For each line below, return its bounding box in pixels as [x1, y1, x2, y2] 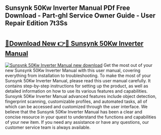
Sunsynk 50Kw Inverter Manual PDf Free [5, 4, 130, 12]
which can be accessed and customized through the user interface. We [5, 104, 148, 109]
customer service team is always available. [5, 124, 91, 130]
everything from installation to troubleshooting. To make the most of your [5, 73, 151, 78]
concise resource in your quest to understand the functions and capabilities [5, 114, 157, 120]
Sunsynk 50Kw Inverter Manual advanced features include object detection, [5, 94, 157, 99]
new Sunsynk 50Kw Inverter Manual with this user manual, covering [5, 68, 141, 73]
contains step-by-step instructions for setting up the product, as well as [5, 83, 148, 89]
